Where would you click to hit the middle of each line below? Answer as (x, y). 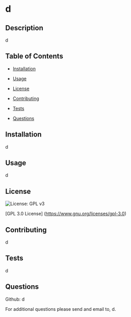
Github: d (15, 299)
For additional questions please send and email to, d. (61, 309)
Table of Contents (34, 56)
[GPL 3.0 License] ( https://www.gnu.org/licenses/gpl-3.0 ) (66, 214)
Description (24, 28)
